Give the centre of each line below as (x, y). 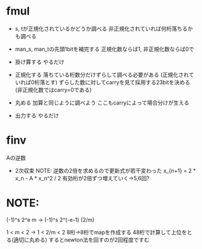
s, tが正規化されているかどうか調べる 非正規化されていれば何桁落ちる (101, 28)
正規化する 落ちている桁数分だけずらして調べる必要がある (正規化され (102, 74)
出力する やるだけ (37, 115)
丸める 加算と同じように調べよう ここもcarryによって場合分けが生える (102, 102)
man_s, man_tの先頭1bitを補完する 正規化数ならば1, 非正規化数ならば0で (104, 49)
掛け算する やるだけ (39, 62)
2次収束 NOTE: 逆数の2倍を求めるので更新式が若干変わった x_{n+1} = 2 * (105, 170)
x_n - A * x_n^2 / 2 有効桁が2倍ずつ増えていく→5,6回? (82, 178)
